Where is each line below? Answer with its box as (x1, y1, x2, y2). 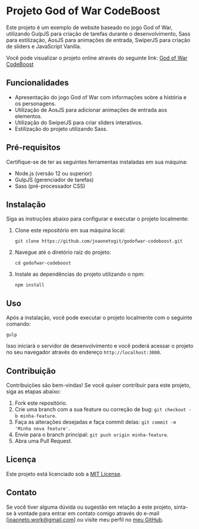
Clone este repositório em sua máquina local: (14, 227, 126, 234)
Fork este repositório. (14, 399, 68, 407)
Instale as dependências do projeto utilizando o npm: (14, 270, 145, 278)
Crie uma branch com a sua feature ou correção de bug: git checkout (14, 406, 187, 413)
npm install (14, 282, 45, 288)
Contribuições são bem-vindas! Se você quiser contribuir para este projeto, (6, 382, 191, 389)
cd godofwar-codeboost (14, 260, 71, 266)
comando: (6, 320, 31, 328)
